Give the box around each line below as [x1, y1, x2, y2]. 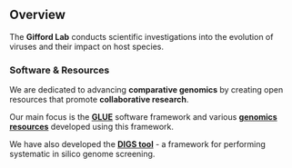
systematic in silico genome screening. [9, 149, 156, 160]
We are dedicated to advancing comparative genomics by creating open [9, 84, 284, 95]
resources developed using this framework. [9, 122, 175, 133]
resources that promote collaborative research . [9, 94, 189, 105]
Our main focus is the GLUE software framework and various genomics [9, 112, 277, 123]
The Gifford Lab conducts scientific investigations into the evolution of [9, 31, 274, 42]
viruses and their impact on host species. [9, 41, 164, 52]
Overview [9, 7, 66, 23]
